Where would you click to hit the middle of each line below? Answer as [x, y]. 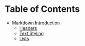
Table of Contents [42, 9]
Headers [28, 28]
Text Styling [32, 33]
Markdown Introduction [36, 23]
